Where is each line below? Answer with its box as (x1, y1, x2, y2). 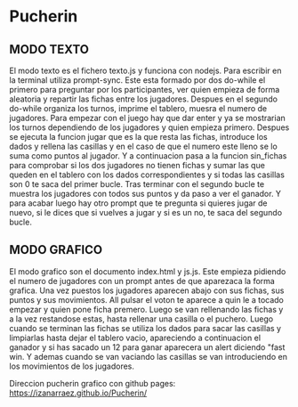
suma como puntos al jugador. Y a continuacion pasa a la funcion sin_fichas (9, 151, 287, 161)
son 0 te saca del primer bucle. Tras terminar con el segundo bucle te (9, 179, 265, 189)
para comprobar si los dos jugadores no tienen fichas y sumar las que (9, 160, 265, 170)
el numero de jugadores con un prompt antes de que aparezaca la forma (9, 275, 276, 286)
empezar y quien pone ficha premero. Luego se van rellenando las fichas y (9, 304, 284, 314)
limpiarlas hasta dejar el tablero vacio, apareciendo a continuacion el (9, 332, 261, 343)
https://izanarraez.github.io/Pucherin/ (9, 387, 148, 398)
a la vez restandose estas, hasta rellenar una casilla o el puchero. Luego (9, 313, 274, 324)
